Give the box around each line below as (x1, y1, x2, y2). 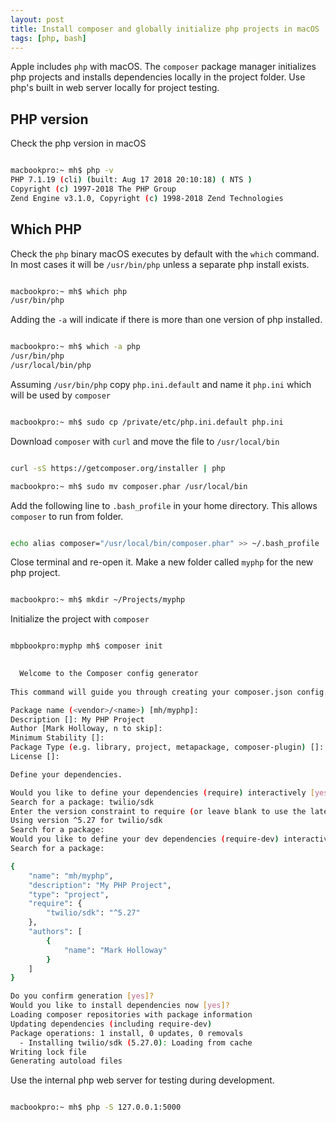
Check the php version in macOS (10, 137, 147, 150)
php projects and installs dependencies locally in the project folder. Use (10, 71, 306, 83)
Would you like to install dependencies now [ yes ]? (10, 1001, 230, 1011)
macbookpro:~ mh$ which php (10, 286, 128, 296)
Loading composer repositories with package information (10, 1010, 253, 1020)
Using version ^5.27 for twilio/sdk (10, 816, 163, 826)
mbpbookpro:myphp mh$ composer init (10, 641, 163, 651)
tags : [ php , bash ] (10, 33, 87, 43)
